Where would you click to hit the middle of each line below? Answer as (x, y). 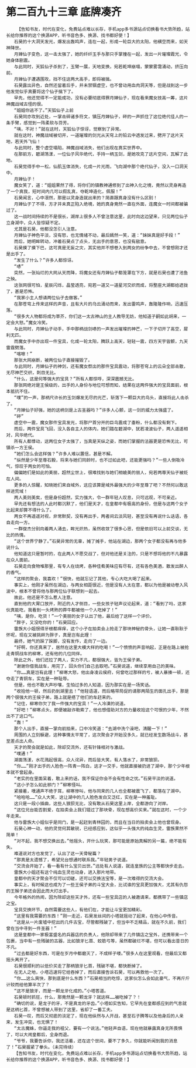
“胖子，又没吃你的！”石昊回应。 (47, 622)
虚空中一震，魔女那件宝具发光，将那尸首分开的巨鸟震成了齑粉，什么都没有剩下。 (97, 423)
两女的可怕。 (41, 466)
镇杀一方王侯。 (21, 447)
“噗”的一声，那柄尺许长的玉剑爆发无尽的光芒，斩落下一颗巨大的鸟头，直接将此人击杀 (101, 397)
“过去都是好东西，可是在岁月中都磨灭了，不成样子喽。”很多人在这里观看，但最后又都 (100, 953)
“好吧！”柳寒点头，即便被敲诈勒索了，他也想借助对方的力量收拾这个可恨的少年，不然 (101, 710)
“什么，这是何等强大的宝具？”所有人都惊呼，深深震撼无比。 (75, 379)
